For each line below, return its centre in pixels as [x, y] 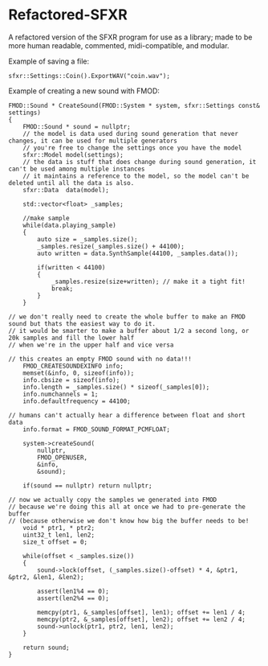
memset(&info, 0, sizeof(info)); [79, 373]
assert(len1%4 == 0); [73, 591]
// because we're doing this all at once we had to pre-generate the [127, 507]
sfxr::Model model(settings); [73, 154]
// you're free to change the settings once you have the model [132, 148]
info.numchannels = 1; [61, 394]
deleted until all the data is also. [71, 183]
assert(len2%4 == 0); [73, 598]
